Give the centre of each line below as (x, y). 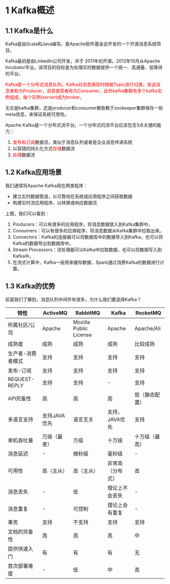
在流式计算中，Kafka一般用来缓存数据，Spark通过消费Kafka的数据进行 (86, 262)
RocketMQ (148, 313)
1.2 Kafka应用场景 (34, 172)
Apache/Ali (147, 328)
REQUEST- (21, 379)
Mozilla (81, 322)
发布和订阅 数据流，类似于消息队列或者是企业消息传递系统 (72, 142)
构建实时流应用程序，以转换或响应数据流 (55, 202)
